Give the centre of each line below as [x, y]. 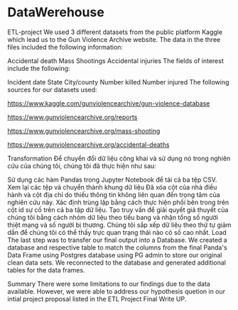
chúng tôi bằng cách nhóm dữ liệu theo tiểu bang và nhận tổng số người [113, 217]
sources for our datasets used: [52, 89]
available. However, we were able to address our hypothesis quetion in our [117, 291]
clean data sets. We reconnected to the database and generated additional [117, 262]
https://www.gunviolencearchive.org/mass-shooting [84, 131]
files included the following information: [65, 47]
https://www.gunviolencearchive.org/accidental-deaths [88, 144]
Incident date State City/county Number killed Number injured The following [118, 82]
